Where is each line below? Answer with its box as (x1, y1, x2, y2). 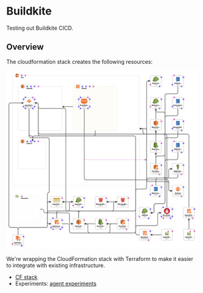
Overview (6, 42, 44, 52)
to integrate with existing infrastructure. (6, 262, 105, 269)
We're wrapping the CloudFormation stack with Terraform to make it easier (6, 255, 193, 263)
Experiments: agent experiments (15, 280, 97, 288)
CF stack (15, 274, 38, 281)
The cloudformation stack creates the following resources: (6, 58, 153, 65)
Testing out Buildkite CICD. (6, 24, 74, 32)
